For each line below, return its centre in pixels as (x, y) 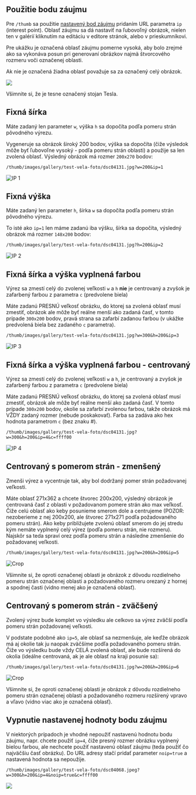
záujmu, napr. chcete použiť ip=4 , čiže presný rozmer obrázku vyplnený (93, 740)
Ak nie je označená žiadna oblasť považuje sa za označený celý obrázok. (94, 71)
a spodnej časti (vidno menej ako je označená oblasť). (71, 587)
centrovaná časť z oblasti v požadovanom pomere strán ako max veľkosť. (94, 504)
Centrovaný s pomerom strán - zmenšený (83, 466)
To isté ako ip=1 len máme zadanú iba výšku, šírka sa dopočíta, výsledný (94, 228)
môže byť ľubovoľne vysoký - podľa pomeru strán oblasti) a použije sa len (95, 150)
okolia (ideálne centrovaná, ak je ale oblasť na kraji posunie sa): (82, 656)
